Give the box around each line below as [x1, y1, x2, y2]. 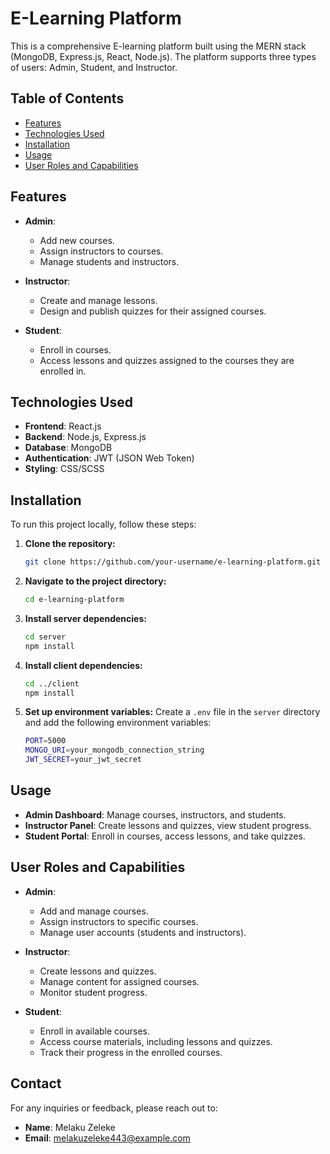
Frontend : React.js [24, 420, 102, 432]
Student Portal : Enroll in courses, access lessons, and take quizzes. [24, 830, 306, 842]
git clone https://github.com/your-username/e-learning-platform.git [24, 557, 322, 567]
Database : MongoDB [24, 442, 113, 454]
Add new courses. [39, 234, 115, 246]
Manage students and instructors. [39, 255, 180, 267]
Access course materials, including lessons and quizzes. [39, 1035, 273, 1047]
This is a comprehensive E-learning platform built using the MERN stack [10, 40, 307, 52]
